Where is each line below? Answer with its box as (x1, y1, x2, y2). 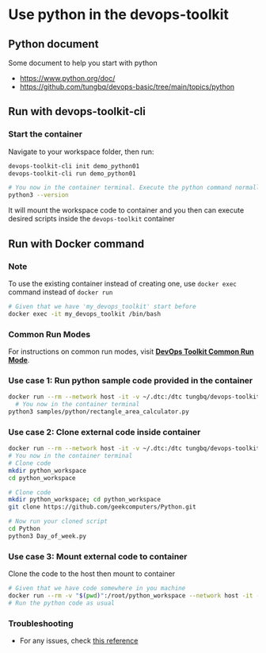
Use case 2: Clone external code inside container (8, 426, 201, 437)
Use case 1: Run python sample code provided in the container (8, 375, 253, 386)
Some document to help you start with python (8, 58, 158, 67)
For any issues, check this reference (19, 636, 139, 645)
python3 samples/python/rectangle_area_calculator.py (8, 407, 190, 416)
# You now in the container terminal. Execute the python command (8, 184, 232, 192)
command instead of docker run (8, 287, 113, 297)
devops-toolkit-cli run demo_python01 (8, 169, 136, 178)
